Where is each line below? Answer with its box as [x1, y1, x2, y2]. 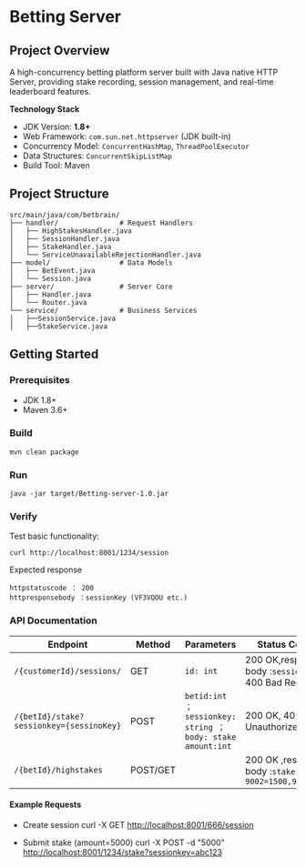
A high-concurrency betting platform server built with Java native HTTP [9, 66, 279, 77]
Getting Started [9, 347, 99, 362]
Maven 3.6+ [22, 404, 68, 415]
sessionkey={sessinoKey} [14, 721, 122, 731]
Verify [9, 510, 38, 523]
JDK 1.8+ [22, 394, 57, 406]
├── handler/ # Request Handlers [9, 218, 194, 227]
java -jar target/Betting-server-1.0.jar [9, 489, 169, 499]
